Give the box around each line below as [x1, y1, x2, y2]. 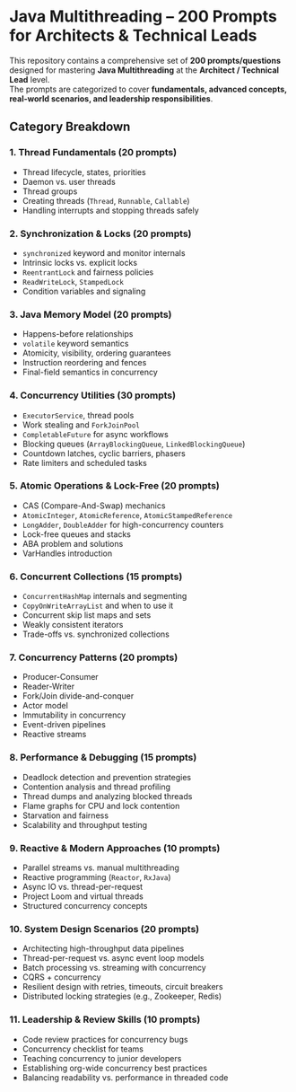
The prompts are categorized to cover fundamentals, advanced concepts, [9, 84, 287, 94]
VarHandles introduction [22, 548, 113, 559]
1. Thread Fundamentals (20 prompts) [9, 146, 178, 159]
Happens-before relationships [22, 329, 134, 339]
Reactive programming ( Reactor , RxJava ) [22, 872, 172, 882]
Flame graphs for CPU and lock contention [22, 800, 180, 811]
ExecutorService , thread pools [22, 409, 135, 420]
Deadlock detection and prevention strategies [22, 771, 191, 782]
